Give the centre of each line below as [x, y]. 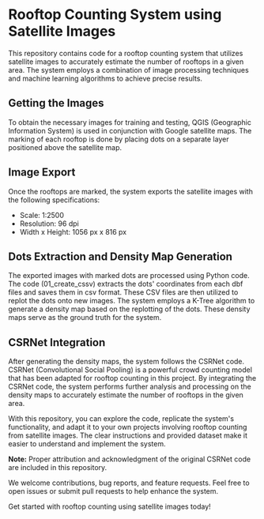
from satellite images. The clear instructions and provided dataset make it [128, 435]
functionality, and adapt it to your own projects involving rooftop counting [128, 427]
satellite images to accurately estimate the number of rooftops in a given [126, 62]
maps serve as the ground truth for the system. [85, 318]
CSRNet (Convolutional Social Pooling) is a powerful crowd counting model [130, 370]
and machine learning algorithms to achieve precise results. [106, 78]
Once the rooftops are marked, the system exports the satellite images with [130, 191]
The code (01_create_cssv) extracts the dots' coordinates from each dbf [126, 284]
